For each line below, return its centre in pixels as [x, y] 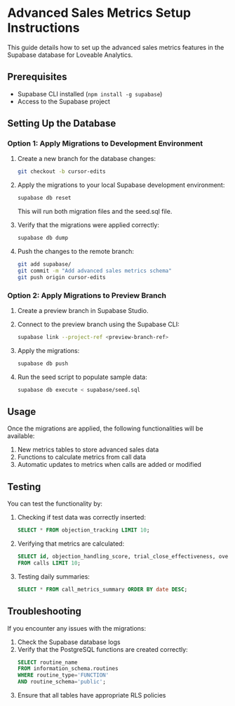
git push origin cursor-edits [62, 277]
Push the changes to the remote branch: [76, 252]
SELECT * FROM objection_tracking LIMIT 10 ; [83, 530]
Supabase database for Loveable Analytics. [70, 55]
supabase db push [43, 364]
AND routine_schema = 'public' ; [62, 682]
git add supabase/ [44, 264]
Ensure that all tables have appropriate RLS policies [92, 695]
